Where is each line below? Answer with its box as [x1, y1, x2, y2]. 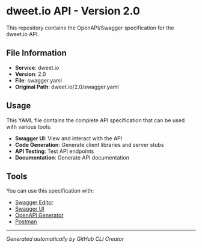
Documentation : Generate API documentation [14, 153, 129, 161]
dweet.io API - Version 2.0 [6, 4, 140, 18]
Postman [14, 218, 37, 225]
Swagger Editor [14, 199, 54, 206]
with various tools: [6, 123, 52, 130]
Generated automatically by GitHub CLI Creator [6, 235, 124, 243]
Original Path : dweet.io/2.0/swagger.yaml [14, 83, 119, 90]
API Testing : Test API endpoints [14, 147, 94, 155]
